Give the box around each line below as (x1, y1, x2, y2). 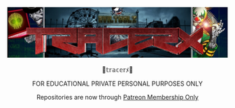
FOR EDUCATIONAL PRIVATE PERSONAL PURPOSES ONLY (32, 79, 203, 88)
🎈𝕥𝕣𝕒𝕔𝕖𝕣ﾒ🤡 (101, 65, 134, 74)
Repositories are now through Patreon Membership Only (36, 93, 199, 102)
